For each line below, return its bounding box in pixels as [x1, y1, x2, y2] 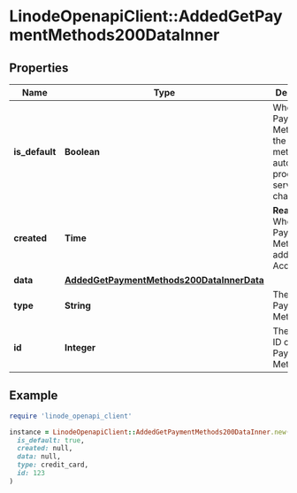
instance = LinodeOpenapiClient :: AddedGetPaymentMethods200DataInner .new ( [9, 428, 291, 436]
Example [9, 388, 58, 404]
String [65, 299, 91, 312]
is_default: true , [17, 435, 86, 444]
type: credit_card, [17, 460, 89, 470]
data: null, [17, 452, 62, 461]
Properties [9, 60, 69, 75]
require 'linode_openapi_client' [9, 412, 133, 420]
